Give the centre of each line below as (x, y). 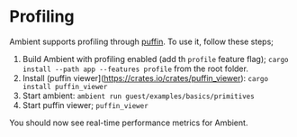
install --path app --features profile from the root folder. (135, 68)
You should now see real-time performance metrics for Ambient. (129, 123)
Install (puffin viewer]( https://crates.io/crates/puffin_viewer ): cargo (145, 78)
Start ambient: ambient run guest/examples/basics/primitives (138, 96)
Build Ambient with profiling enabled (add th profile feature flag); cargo (156, 59)
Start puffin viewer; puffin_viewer (85, 105)
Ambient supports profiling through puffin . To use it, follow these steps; (142, 41)
